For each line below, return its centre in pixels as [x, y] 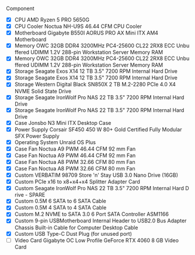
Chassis [24, 228]
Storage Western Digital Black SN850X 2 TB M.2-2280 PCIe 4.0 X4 [95, 85]
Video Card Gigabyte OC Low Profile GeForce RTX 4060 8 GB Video [97, 240]
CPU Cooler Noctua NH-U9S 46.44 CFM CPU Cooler [78, 26]
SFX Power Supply [37, 136]
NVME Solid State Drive [43, 91]
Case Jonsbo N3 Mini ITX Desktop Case [63, 123]
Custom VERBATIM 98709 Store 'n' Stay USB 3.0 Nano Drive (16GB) [96, 175]
